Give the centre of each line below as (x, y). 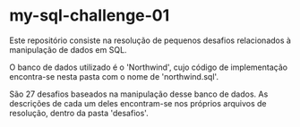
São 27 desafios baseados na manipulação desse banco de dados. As (139, 94)
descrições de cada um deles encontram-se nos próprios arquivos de (138, 103)
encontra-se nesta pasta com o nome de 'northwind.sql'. (114, 76)
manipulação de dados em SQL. (68, 49)
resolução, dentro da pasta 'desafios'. (79, 113)
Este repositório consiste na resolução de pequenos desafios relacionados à (150, 40)
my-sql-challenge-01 (90, 16)
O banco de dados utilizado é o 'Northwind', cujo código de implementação (149, 67)
